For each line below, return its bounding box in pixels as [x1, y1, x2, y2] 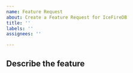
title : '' [6, 20, 31, 26]
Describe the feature [6, 58, 85, 69]
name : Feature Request [6, 8, 63, 15]
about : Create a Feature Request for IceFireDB [6, 14, 128, 20]
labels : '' [6, 25, 34, 32]
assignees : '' [6, 31, 42, 37]
